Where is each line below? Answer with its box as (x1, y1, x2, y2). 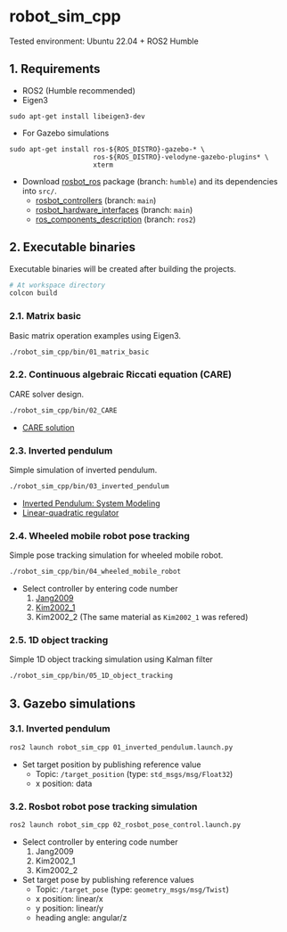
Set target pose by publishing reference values (21, 874, 194, 885)
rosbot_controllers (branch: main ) (35, 194, 157, 206)
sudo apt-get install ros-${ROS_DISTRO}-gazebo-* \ (9, 144, 205, 153)
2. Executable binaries (9, 240, 136, 255)
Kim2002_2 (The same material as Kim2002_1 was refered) (35, 612, 249, 622)
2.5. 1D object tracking (9, 634, 109, 646)
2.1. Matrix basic (9, 310, 82, 323)
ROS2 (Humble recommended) (21, 85, 136, 95)
